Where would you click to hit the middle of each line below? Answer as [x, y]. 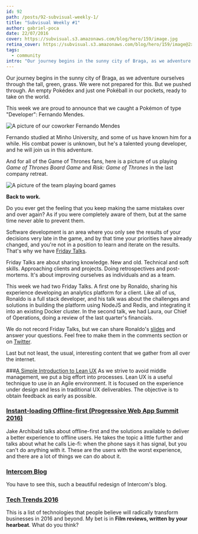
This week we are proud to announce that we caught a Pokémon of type [94, 108]
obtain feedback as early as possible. [52, 395]
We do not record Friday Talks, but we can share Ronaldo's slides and [91, 329]
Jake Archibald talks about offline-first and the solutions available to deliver [98, 431]
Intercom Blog [27, 471]
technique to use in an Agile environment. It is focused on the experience [95, 383]
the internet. [21, 359]
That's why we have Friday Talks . [47, 251]
